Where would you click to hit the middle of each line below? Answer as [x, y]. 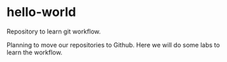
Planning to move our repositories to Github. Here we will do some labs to [113, 45]
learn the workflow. [35, 52]
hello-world [42, 12]
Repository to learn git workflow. [54, 31]
